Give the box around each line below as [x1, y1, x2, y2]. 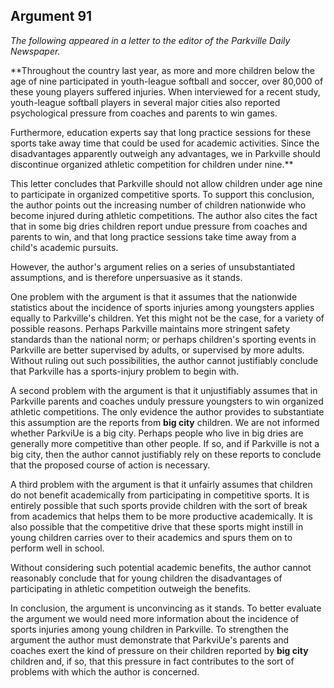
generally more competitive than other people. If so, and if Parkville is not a [10, 437, 320, 449]
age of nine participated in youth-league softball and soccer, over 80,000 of [10, 75, 324, 87]
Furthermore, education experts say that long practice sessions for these [10, 126, 312, 138]
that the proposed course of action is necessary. [10, 459, 211, 471]
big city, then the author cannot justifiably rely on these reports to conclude [10, 448, 322, 460]
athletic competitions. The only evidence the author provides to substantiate [10, 405, 325, 418]
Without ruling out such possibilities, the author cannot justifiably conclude [10, 354, 319, 366]
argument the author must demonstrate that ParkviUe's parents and [10, 634, 290, 646]
